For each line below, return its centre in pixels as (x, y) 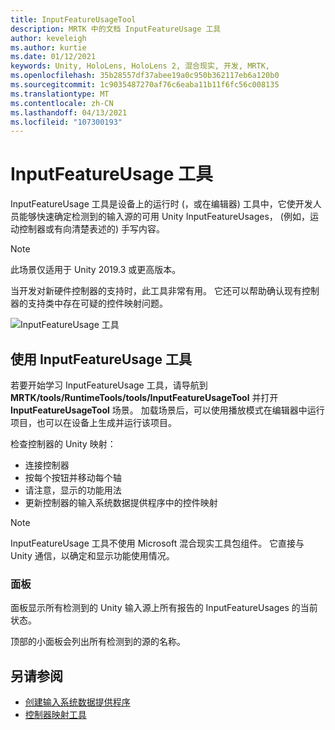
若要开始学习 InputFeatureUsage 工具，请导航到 (109, 385)
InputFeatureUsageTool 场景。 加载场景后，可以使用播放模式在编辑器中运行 (167, 410)
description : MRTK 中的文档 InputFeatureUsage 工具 (116, 29)
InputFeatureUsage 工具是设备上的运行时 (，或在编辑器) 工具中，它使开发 (161, 204)
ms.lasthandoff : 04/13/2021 (69, 112)
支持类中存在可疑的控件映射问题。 (97, 303)
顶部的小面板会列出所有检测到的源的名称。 (98, 642)
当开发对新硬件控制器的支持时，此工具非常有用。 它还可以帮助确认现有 (156, 291)
